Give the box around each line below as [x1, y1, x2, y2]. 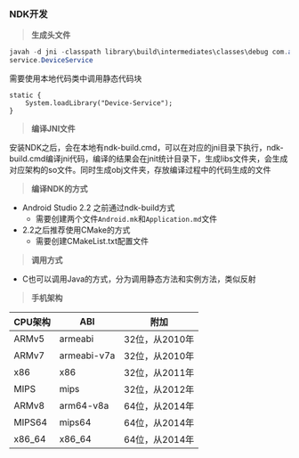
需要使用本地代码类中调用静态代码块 [9, 73, 142, 84]
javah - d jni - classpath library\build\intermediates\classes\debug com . [9, 47, 289, 57]
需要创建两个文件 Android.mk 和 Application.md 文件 [35, 214, 218, 225]
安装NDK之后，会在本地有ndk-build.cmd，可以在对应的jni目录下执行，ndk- [9, 143, 284, 153]
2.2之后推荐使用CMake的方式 [21, 225, 131, 235]
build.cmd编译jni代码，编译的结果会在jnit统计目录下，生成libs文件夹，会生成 [9, 153, 288, 164]
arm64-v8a [59, 399, 109, 412]
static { [9, 91, 42, 100]
